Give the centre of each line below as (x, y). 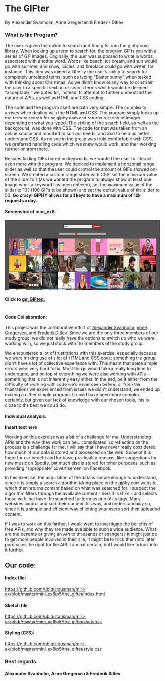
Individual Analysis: (26, 416)
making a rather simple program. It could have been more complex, (73, 395)
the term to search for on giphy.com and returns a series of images (73, 118)
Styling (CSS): (20, 633)
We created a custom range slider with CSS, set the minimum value (89, 175)
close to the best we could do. (36, 405)
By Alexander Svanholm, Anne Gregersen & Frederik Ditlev (64, 22)
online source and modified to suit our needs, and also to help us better (77, 134)
